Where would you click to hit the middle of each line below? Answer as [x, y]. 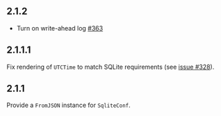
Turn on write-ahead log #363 [60, 28]
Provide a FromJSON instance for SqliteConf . [69, 105]
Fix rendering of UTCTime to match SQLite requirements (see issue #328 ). [110, 67]
